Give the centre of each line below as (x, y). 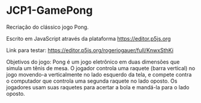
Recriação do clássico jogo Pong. (47, 27)
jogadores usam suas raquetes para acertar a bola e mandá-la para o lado (98, 87)
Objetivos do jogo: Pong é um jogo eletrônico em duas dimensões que (93, 62)
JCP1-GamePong (49, 10)
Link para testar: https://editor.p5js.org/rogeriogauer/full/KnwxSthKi (90, 50)
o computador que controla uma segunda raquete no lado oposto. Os (92, 81)
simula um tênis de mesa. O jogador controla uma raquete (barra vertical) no (101, 68)
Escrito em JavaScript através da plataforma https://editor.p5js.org (88, 38)
